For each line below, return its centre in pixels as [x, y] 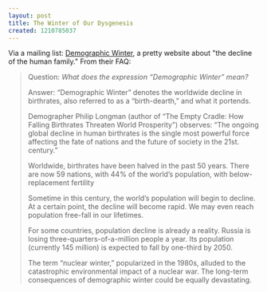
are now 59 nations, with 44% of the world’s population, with [128, 174]
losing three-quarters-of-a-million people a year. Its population [131, 239]
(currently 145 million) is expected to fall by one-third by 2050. [130, 247]
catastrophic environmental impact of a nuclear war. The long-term [138, 271]
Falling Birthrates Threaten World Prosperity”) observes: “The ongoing [143, 125]
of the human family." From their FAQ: [70, 61]
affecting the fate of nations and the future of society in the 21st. [133, 142]
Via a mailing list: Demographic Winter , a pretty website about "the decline [130, 53]
